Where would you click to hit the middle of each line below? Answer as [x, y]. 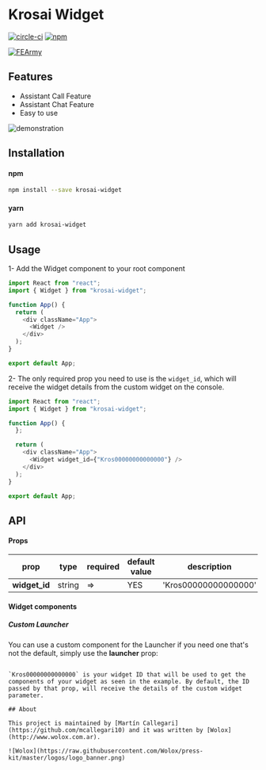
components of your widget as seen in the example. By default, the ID [129, 681]
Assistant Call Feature [55, 96]
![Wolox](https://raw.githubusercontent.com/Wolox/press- [106, 751]
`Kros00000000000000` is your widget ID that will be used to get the [127, 674]
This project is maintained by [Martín [74, 723]
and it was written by [166, 730]
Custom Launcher [38, 625]
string [68, 585]
